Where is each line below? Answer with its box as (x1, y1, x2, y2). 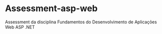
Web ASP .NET (5, 24, 35, 30)
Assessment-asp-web (5, 3, 98, 14)
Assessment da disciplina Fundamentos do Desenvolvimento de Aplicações (5, 19, 157, 25)
